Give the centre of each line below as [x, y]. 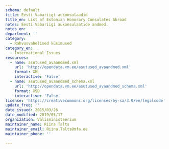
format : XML [27, 72]
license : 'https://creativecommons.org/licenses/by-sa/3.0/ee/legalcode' [86, 100]
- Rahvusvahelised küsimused [41, 44]
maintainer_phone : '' [28, 134]
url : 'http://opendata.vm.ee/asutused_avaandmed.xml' [73, 67]
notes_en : [16, 29]
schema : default [22, 10]
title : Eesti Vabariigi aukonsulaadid [46, 15]
